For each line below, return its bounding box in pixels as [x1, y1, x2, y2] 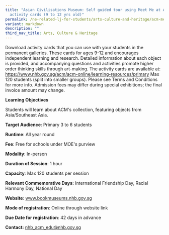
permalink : [5, 17, 28, 22]
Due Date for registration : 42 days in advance [5, 214, 102, 220]
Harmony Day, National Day [5, 185, 63, 191]
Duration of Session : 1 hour [5, 161, 63, 166]
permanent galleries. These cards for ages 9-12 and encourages [5, 50, 139, 56]
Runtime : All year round [5, 132, 55, 137]
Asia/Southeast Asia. [5, 112, 49, 118]
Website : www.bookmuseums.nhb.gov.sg [5, 195, 92, 201]
